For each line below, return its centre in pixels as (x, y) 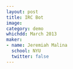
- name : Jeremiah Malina (37, 46)
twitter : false (30, 56)
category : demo (25, 28)
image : (14, 23)
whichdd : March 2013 (32, 34)
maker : (14, 40)
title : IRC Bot (25, 17)
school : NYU (26, 51)
